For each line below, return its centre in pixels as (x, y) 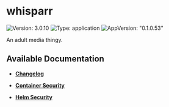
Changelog (30, 74)
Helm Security (34, 97)
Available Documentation (56, 59)
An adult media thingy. (34, 40)
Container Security (40, 85)
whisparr (30, 11)
